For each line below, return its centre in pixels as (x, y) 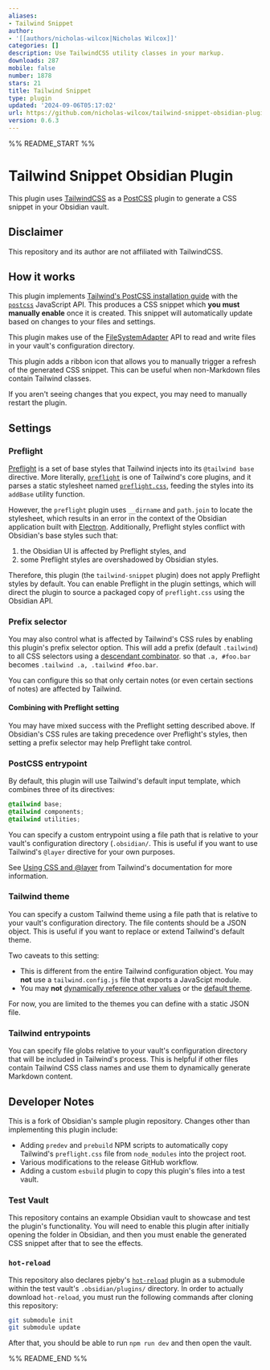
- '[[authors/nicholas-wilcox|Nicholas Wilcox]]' (93, 38)
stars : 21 (25, 83)
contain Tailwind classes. (50, 378)
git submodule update (45, 1328)
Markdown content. (41, 1076)
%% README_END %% (48, 1359)
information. (29, 876)
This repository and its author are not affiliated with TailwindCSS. (116, 251)
